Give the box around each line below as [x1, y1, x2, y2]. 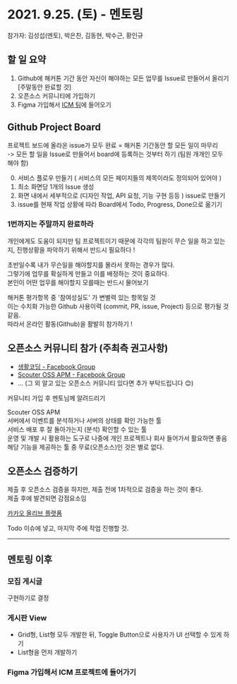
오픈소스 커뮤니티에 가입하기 [17, 91, 96, 100]
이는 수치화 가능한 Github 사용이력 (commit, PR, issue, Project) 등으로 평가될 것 [7, 301, 229, 311]
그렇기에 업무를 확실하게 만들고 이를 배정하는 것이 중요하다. [7, 269, 169, 277]
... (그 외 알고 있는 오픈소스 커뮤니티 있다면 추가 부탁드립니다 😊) [17, 378, 194, 387]
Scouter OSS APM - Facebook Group [17, 370, 126, 378]
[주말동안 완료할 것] [17, 83, 72, 91]
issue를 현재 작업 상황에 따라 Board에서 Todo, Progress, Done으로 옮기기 [17, 200, 223, 208]
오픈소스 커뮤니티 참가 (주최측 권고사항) [7, 342, 169, 354]
